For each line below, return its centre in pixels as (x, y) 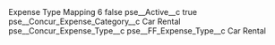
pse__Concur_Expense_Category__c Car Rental (95, 21)
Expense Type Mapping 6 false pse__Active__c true (103, 12)
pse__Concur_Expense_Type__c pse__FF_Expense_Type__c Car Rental (137, 31)
